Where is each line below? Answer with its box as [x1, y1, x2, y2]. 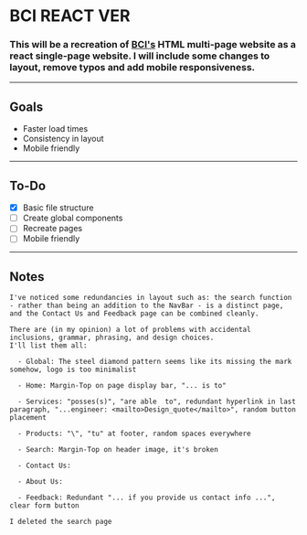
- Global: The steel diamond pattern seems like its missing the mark [17, 358, 292, 367]
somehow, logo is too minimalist [9, 365, 137, 375]
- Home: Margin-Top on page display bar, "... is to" [17, 381, 227, 391]
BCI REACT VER [9, 5, 131, 27]
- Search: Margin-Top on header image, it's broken [17, 445, 219, 455]
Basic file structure [22, 202, 94, 213]
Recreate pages [22, 223, 83, 234]
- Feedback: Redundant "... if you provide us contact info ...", [17, 493, 276, 503]
